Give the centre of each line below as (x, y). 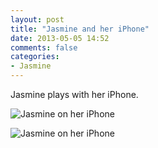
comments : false (44, 47)
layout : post (37, 19)
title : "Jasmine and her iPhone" (80, 29)
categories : (35, 57)
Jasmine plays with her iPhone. (74, 94)
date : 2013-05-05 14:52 (60, 38)
